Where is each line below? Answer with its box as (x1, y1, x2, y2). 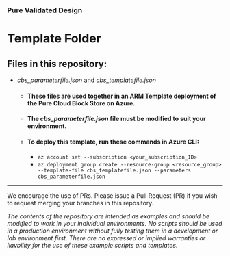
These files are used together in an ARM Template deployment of (27, 92, 217, 100)
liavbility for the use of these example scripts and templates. (7, 242, 178, 250)
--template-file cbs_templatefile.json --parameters (37, 167, 192, 175)
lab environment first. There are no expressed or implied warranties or (7, 234, 206, 242)
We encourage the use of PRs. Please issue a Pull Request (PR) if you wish (7, 192, 218, 200)
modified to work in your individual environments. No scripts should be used (7, 220, 222, 228)
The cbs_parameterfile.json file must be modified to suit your (27, 115, 207, 123)
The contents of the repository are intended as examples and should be (7, 212, 210, 220)
